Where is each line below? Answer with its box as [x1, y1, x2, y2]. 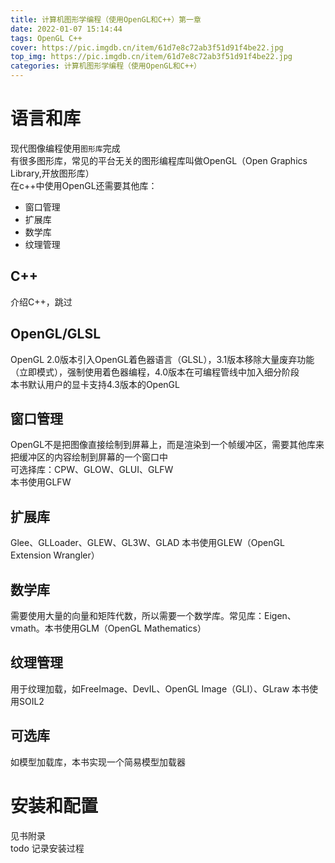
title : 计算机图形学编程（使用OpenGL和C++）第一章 [10, 14, 202, 25]
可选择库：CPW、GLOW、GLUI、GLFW [10, 464, 174, 476]
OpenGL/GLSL [10, 326, 102, 343]
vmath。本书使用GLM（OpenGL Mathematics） [10, 622, 207, 634]
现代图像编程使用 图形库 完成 [10, 142, 121, 154]
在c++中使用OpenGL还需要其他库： [10, 179, 158, 191]
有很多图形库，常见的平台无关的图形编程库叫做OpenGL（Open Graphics [10, 154, 308, 166]
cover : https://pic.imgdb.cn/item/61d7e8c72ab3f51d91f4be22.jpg [10, 42, 284, 53]
